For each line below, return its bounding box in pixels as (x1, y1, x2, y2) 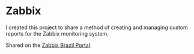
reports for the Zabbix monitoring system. (5, 30, 109, 37)
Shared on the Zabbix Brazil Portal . (5, 42, 92, 49)
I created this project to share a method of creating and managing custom (5, 24, 189, 31)
